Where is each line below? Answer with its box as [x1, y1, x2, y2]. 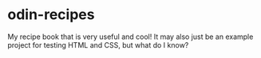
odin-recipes [7, 6, 95, 24]
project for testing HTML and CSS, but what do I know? [7, 40, 189, 49]
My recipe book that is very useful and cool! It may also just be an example [7, 32, 254, 41]
